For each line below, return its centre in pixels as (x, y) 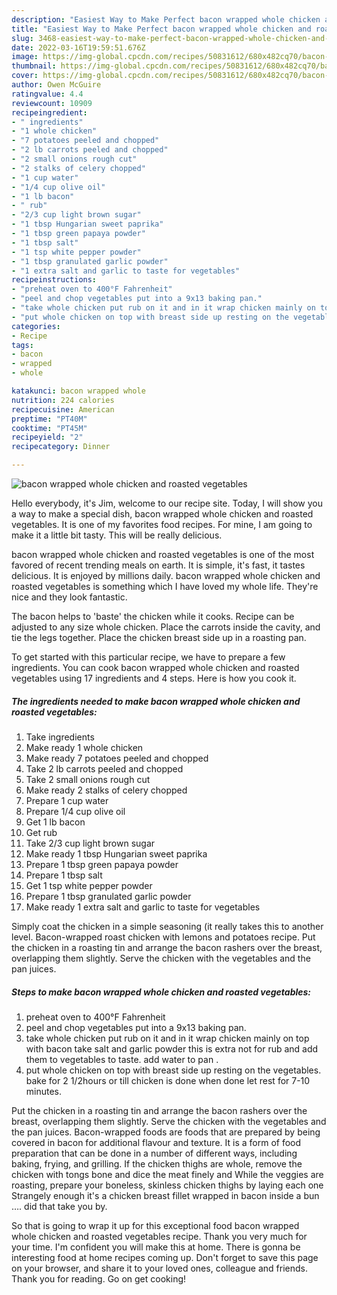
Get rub (41, 832)
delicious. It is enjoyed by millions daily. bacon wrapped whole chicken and (166, 575)
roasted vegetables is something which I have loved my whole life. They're (165, 586)
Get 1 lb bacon (55, 822)
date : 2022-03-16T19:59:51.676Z (78, 47)
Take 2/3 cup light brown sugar (90, 843)
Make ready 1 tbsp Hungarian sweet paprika (116, 853)
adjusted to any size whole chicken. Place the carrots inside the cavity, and (166, 627)
